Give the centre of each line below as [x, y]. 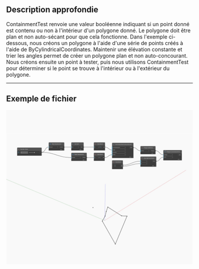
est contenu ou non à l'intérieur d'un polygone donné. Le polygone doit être [98, 30]
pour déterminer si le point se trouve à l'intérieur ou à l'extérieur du [88, 68]
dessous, [17, 43]
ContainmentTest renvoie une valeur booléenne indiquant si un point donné [98, 24]
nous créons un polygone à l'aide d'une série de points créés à [106, 43]
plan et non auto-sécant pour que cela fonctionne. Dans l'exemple [87, 37]
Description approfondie [52, 10]
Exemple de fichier [41, 99]
